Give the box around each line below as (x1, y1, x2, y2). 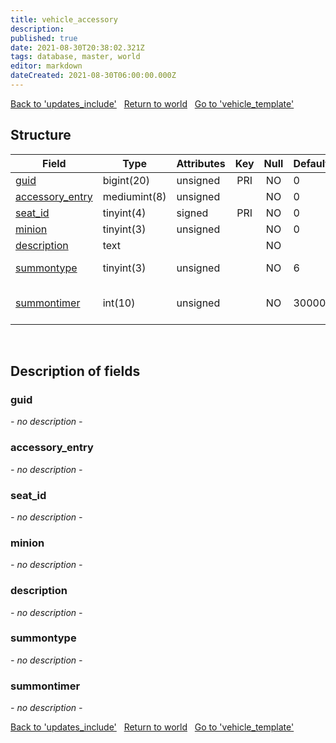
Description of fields (10, 363, 141, 380)
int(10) (102, 296, 136, 310)
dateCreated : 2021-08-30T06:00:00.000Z (10, 71, 177, 81)
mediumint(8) (102, 189, 167, 203)
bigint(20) (102, 173, 150, 187)
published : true (10, 33, 78, 43)
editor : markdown (10, 61, 83, 71)
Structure (10, 127, 72, 144)
